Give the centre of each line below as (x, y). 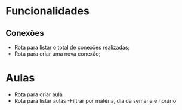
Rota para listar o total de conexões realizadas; (72, 47)
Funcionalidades (48, 11)
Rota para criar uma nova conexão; (57, 54)
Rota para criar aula (38, 94)
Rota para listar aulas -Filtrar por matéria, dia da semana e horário (95, 100)
